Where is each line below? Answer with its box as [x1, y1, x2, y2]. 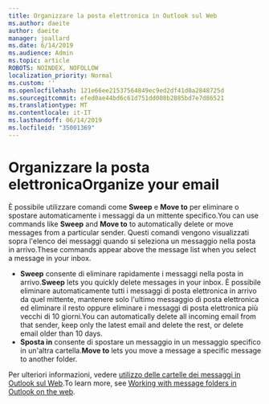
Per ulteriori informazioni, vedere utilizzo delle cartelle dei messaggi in [8, 369, 241, 379]
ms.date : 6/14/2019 [8, 42, 74, 50]
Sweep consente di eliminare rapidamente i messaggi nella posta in [19, 268, 244, 278]
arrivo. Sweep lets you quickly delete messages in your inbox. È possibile [19, 277, 262, 287]
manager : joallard [8, 34, 70, 43]
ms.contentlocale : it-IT [8, 109, 92, 117]
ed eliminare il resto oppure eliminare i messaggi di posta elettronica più [19, 303, 259, 312]
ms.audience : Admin [8, 49, 74, 57]
